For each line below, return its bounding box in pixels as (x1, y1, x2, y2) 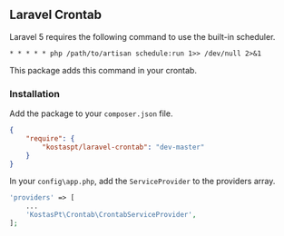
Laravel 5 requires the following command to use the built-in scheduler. (9, 31, 276, 42)
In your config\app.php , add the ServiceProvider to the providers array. (9, 176, 276, 187)
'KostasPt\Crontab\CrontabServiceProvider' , (25, 211, 197, 220)
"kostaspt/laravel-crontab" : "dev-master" (42, 143, 205, 152)
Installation (9, 87, 61, 100)
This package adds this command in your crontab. (9, 64, 198, 75)
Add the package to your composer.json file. (9, 108, 173, 119)
